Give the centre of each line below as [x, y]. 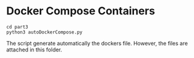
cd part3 [17, 27]
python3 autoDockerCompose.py [45, 32]
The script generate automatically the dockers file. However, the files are [97, 43]
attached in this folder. [34, 50]
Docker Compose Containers [81, 11]
